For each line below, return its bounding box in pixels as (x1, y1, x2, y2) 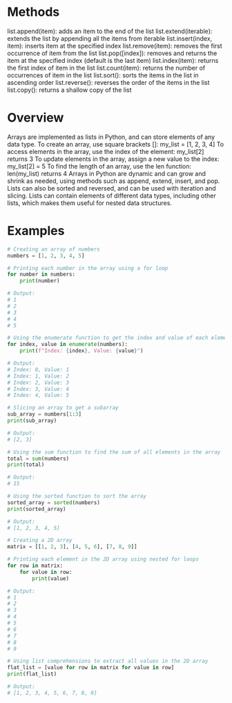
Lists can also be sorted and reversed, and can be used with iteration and (7, 184, 216, 192)
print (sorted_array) (7, 505, 67, 512)
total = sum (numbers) (7, 455, 70, 462)
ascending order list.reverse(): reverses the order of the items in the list (7, 78, 210, 86)
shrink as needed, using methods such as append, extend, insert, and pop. (7, 177, 220, 185)
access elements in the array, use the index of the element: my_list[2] (7, 147, 204, 155)
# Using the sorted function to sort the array (7, 493, 147, 500)
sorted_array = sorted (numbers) (7, 499, 100, 506)
